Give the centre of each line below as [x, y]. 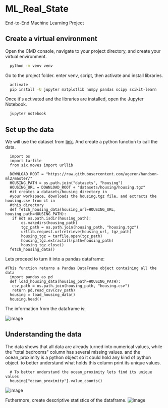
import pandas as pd [31, 277]
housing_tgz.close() [43, 245]
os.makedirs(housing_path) [49, 223]
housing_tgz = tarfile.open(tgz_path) [62, 236]
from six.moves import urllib [41, 165]
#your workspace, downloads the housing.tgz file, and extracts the [83, 196]
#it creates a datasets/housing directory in [59, 192]
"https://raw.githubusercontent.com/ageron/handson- [102, 174]
